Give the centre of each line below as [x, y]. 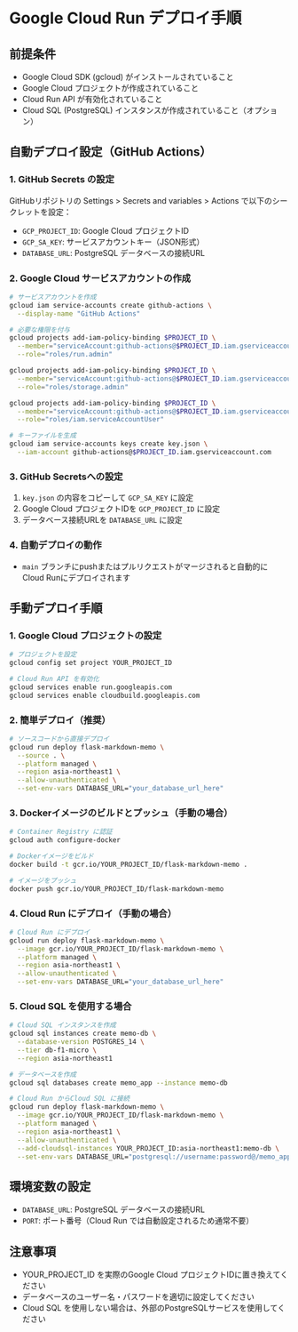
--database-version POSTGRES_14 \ [81, 1042]
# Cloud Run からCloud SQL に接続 [70, 1099]
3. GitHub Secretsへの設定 [66, 477]
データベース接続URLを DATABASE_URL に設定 [102, 520]
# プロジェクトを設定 [43, 654]
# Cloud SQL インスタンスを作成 [63, 1025]
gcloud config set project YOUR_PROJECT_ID [91, 663]
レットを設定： [44, 212]
